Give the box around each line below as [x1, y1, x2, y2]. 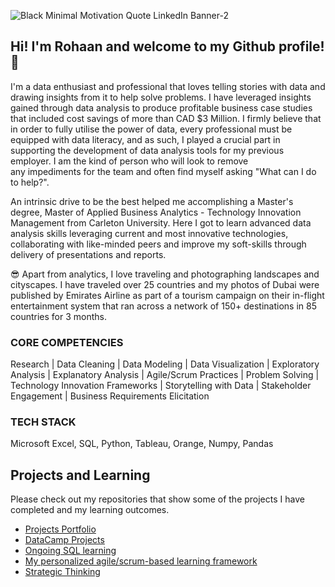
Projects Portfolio [24, 523, 97, 535]
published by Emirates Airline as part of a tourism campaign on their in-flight [10, 289, 325, 301]
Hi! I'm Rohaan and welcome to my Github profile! [10, 38, 325, 55]
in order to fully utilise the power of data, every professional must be [10, 123, 293, 135]
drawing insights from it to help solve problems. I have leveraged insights [10, 91, 312, 103]
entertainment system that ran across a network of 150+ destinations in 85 [10, 300, 317, 312]
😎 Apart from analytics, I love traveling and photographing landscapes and [10, 268, 320, 280]
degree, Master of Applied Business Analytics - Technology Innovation [10, 206, 302, 218]
